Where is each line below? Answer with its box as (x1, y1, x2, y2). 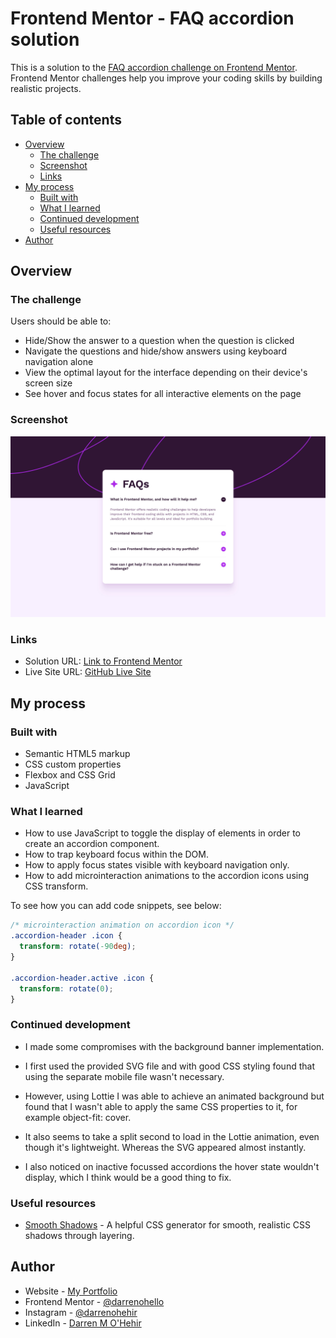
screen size (24, 377, 73, 389)
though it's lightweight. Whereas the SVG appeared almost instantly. (24, 1141, 307, 1153)
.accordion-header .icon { (10, 931, 123, 941)
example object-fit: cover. (24, 1111, 132, 1123)
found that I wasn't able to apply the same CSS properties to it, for (24, 1100, 298, 1112)
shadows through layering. (24, 1230, 135, 1242)
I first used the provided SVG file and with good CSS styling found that (24, 1060, 315, 1072)
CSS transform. (24, 880, 89, 892)
